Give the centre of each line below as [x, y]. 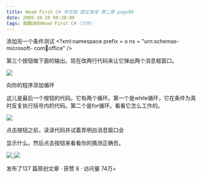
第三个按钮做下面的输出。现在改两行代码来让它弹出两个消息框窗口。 [92, 61]
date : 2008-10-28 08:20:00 [41, 18]
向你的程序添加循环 [31, 85]
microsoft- [20, 48]
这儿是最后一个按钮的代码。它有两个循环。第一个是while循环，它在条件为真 [101, 98]
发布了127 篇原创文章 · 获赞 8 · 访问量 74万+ [61, 169]
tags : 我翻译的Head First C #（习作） [51, 23]
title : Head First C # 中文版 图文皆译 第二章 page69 [70, 12]
